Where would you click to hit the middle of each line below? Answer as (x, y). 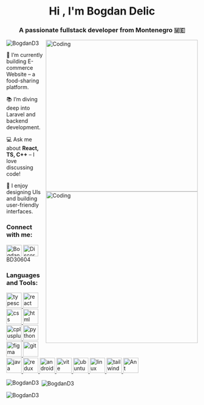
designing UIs (24, 192)
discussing (20, 167)
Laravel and (21, 115)
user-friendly (23, 205)
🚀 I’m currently (25, 55)
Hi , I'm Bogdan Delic (102, 11)
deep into (18, 108)
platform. (18, 87)
